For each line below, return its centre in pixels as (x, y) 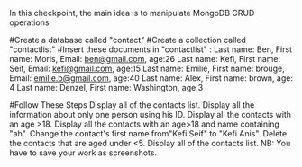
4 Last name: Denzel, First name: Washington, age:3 (106, 88)
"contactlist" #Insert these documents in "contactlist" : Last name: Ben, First (151, 49)
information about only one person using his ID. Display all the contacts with (150, 114)
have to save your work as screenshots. (83, 153)
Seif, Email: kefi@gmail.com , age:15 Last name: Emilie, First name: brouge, (147, 68)
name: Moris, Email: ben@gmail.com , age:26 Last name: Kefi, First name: (145, 59)
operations (29, 22)
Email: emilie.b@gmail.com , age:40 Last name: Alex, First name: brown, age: (151, 78)
